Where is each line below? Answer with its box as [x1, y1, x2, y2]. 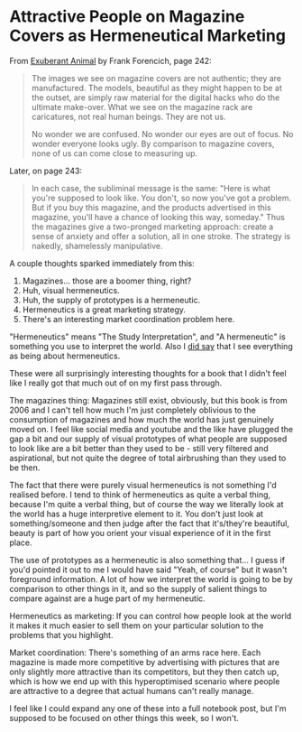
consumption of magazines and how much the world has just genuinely [9, 413, 275, 425]
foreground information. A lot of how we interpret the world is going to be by [9, 573, 293, 584]
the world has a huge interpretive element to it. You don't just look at [9, 508, 264, 519]
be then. [9, 462, 41, 473]
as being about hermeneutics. [9, 350, 121, 361]
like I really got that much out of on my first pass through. [9, 377, 223, 388]
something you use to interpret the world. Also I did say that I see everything [9, 340, 293, 351]
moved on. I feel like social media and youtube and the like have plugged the [9, 423, 294, 434]
